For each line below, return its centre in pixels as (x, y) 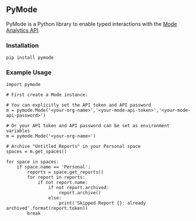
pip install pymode (30, 58)
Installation (23, 45)
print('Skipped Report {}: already (102, 203)
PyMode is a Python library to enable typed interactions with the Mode (92, 24)
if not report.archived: (79, 188)
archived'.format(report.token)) (47, 209)
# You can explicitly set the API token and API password (79, 105)
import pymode (24, 85)
